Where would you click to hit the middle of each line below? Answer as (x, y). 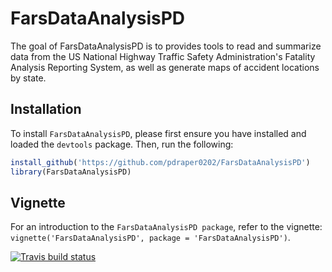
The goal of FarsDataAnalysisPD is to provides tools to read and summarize (166, 46)
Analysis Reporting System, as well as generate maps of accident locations (165, 67)
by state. (28, 78)
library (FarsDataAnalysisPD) (71, 172)
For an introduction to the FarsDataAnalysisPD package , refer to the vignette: (166, 227)
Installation (46, 109)
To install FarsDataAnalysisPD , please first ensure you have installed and (158, 133)
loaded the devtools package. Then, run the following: (122, 144)
